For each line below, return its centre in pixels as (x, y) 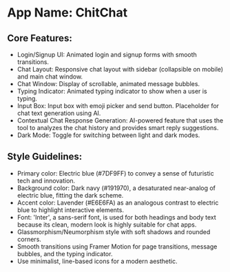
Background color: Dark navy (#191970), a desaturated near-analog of (116, 188)
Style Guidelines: (45, 157)
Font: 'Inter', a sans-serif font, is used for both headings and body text (117, 217)
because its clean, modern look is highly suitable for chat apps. (107, 224)
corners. (29, 239)
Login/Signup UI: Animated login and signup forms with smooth (107, 54)
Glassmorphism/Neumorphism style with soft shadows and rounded (114, 231)
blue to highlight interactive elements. (70, 210)
